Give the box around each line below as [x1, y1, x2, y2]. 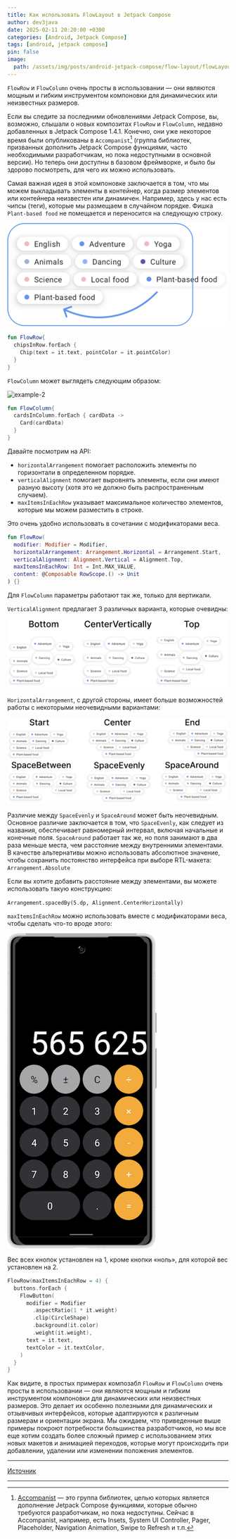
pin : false [7, 49, 39, 56]
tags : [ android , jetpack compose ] [7, 41, 109, 49]
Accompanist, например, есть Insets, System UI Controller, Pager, [17, 1516, 211, 1524]
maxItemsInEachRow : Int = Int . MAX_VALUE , [13, 563, 137, 570]
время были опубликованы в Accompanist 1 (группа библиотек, [7, 134, 192, 144]
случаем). [17, 490, 48, 499]
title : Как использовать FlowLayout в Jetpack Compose [7, 11, 171, 18]
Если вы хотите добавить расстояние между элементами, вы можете [7, 877, 217, 885]
